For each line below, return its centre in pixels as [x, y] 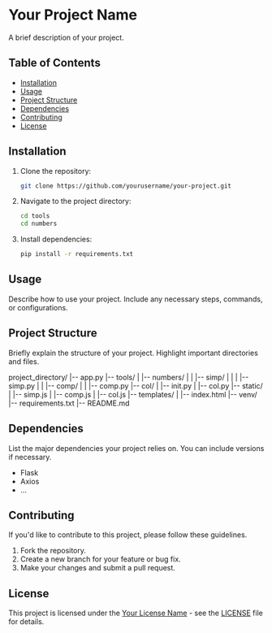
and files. [24, 361]
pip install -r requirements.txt [77, 254]
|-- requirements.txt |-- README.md [69, 403]
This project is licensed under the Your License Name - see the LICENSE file [136, 613]
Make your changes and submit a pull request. [98, 568]
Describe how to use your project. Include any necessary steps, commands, [136, 299]
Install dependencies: [56, 239]
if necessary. [30, 457]
